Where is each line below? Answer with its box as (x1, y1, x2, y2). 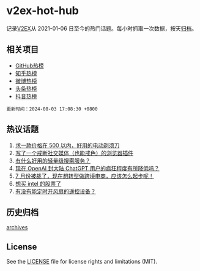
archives (6, 224, 28, 231)
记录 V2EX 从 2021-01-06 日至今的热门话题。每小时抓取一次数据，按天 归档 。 (6, 25, 198, 32)
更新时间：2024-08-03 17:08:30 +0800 (6, 105, 98, 112)
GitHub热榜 (15, 62, 44, 69)
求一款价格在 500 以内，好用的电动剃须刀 (15, 142, 120, 149)
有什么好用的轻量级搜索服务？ (15, 157, 91, 164)
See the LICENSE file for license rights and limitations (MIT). (6, 258, 158, 265)
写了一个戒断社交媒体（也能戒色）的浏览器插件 (15, 149, 133, 156)
